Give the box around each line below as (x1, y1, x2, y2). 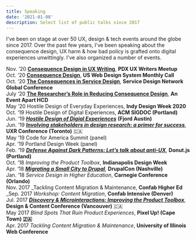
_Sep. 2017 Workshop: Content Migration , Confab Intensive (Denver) (6, 190, 174, 197)
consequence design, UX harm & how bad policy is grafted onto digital (6, 48, 177, 55)
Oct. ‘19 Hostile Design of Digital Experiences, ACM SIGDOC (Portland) (6, 109, 178, 116)
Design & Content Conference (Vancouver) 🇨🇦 (6, 203, 123, 210)
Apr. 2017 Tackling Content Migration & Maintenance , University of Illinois (6, 222, 187, 229)
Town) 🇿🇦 (6, 215, 32, 222)
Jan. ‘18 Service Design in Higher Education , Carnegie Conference (6, 172, 168, 179)
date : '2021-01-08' (6, 14, 54, 20)
